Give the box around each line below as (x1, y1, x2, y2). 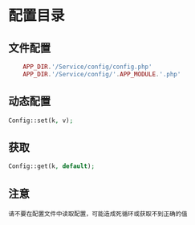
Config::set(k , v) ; (8, 117, 74, 125)
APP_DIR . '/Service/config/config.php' (22, 63, 152, 71)
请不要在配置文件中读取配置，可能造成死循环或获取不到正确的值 (8, 210, 188, 218)
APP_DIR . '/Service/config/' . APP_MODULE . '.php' (22, 70, 181, 78)
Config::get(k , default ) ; (8, 162, 95, 170)
